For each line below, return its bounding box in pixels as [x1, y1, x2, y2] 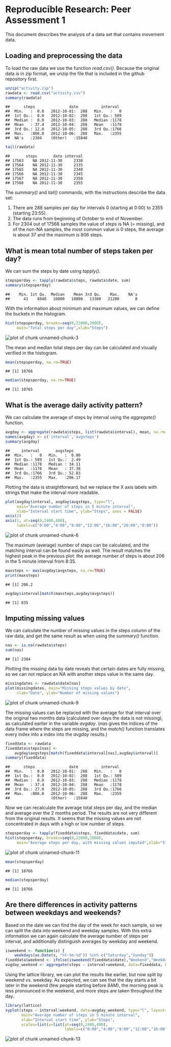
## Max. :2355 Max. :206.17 [5, 475, 81, 480]
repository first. [5, 75, 38, 82]
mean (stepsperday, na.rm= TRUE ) [5, 359, 72, 365]
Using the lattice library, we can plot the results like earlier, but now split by [5, 972, 163, 977]
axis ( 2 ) [5, 513, 22, 518]
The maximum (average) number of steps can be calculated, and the [5, 542, 149, 548]
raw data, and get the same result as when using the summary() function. [5, 633, 159, 639]
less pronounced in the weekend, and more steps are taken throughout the [5, 988, 162, 993]
